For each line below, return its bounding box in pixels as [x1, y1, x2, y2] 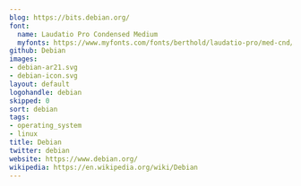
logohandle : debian [9, 88, 82, 97]
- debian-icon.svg [9, 72, 78, 80]
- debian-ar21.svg [9, 63, 78, 72]
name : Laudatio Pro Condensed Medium [17, 30, 159, 38]
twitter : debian [9, 146, 70, 155]
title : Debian [9, 138, 63, 147]
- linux [9, 130, 39, 139]
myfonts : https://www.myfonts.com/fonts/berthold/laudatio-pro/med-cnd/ [17, 38, 295, 47]
